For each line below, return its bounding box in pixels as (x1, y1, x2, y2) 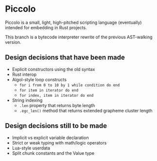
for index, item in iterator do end (19, 93, 94, 98)
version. (5, 39, 21, 45)
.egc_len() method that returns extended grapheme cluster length (19, 107, 153, 113)
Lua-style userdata (12, 145, 50, 151)
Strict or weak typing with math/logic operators (12, 140, 107, 145)
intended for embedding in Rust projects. (5, 24, 87, 30)
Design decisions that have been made (5, 54, 125, 62)
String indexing (12, 97, 43, 103)
